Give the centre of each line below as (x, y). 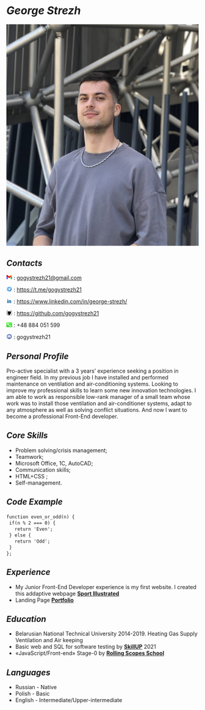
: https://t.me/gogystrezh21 (48, 290)
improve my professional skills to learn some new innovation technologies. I (101, 390)
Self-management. (38, 483)
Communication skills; (43, 470)
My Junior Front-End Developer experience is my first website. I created (106, 587)
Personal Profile (38, 356)
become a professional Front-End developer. (62, 417)
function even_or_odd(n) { (41, 517)
